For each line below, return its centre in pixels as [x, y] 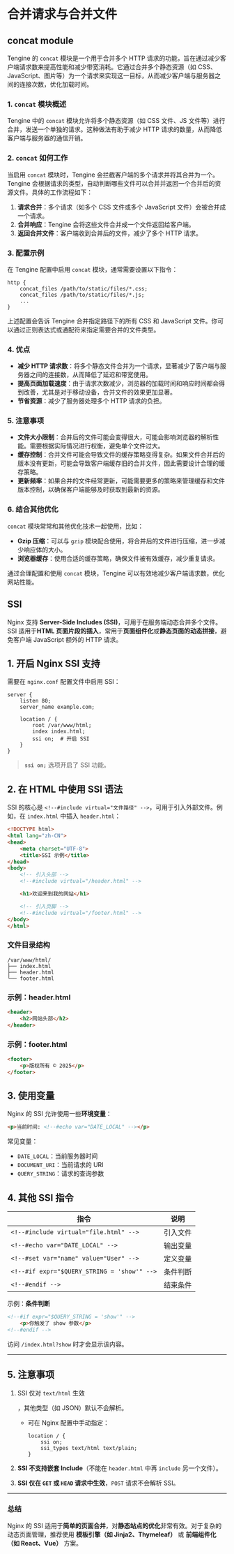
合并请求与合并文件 [62, 14]
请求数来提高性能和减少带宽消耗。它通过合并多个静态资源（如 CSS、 [118, 67]
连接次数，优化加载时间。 [56, 84]
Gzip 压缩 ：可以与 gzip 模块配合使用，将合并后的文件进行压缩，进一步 [118, 541]
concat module [41, 40]
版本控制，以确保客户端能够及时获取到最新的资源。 [91, 490]
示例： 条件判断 [29, 1304]
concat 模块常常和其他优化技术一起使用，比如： [76, 526]
